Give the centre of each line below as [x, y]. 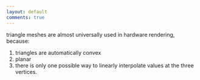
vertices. [26, 72]
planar [23, 59]
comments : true [26, 17]
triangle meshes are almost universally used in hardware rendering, [91, 34]
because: [18, 41]
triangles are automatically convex [58, 52]
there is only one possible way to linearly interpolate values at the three [105, 65]
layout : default [27, 12]
